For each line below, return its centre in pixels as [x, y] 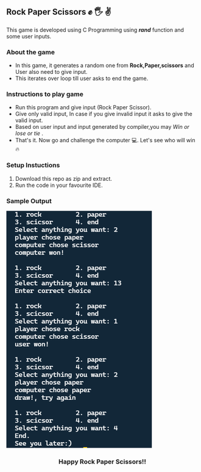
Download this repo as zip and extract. [64, 178]
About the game [30, 52]
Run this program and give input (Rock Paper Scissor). [83, 107]
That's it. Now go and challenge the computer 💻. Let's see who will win [105, 140]
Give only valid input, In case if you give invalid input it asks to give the [104, 114]
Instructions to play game [45, 94]
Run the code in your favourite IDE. [59, 185]
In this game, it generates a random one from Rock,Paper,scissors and [104, 65]
